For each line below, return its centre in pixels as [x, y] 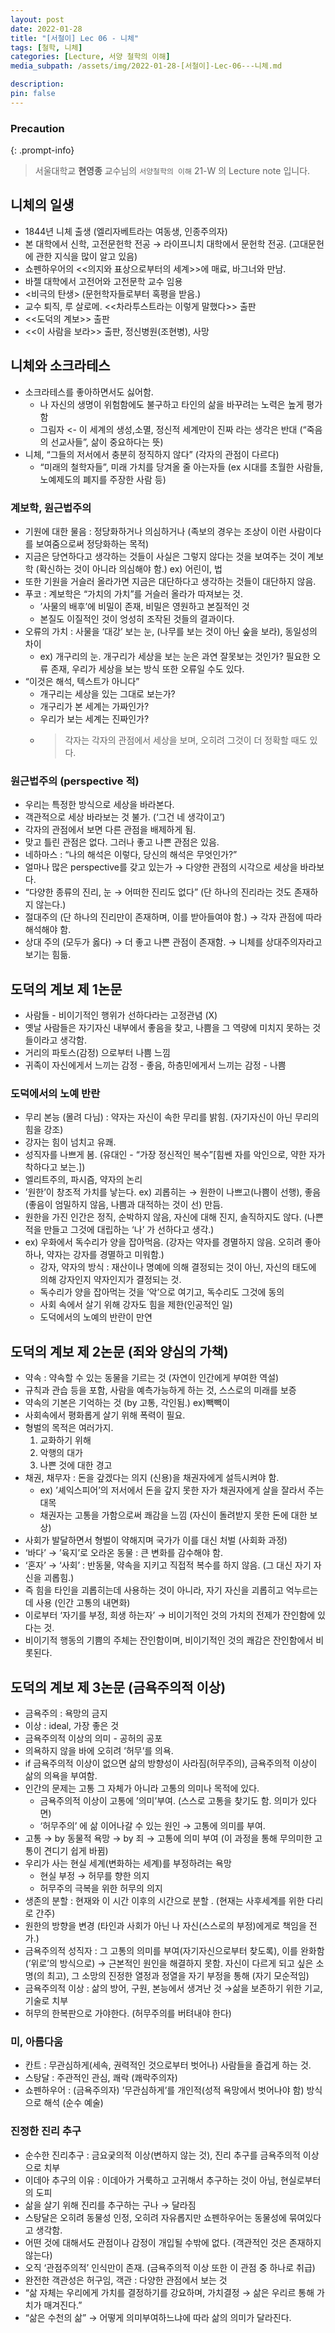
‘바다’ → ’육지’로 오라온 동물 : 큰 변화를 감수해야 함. [123, 1553]
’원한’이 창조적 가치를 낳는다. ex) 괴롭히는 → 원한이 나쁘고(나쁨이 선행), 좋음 [173, 1192]
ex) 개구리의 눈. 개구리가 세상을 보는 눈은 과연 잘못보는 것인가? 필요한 [175, 656]
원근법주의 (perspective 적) [75, 781]
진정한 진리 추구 [46, 2131]
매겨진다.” [63, 2305]
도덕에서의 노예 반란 [55, 1093]
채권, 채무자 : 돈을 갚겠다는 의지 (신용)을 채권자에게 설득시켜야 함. [152, 1478]
